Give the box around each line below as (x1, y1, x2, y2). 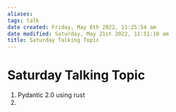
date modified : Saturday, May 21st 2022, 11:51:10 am (7, 30, 170, 38)
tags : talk (7, 17, 40, 24)
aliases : (7, 10, 33, 18)
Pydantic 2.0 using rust (17, 91, 86, 99)
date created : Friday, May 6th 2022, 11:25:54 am (7, 23, 157, 30)
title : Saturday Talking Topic (7, 37, 100, 44)
